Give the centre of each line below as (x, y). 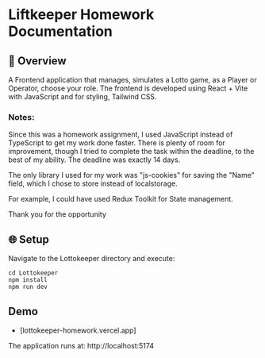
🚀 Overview (37, 61)
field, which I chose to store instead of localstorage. (93, 183)
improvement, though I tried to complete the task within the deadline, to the (131, 152)
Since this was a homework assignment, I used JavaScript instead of (121, 135)
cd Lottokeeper (33, 273)
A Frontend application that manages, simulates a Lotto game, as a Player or (132, 80)
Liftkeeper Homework (81, 15)
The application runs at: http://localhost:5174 (81, 345)
